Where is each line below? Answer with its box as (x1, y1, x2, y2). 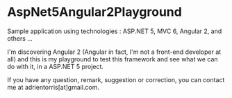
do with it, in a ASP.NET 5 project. (7, 62, 104, 70)
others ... (7, 34, 33, 42)
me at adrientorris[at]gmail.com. (7, 83, 99, 91)
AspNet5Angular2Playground (7, 4, 182, 20)
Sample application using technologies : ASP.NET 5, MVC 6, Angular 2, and (7, 27, 222, 35)
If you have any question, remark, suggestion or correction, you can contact (7, 75, 225, 84)
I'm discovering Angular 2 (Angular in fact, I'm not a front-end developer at (7, 48, 222, 56)
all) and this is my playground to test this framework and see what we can (7, 55, 218, 63)
